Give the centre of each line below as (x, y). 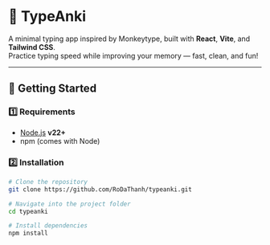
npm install (28, 233)
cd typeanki (28, 211)
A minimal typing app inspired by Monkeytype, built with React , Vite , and (129, 39)
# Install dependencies (48, 226)
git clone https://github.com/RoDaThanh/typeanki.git (100, 189)
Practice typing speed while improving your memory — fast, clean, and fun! (133, 55)
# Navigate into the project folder (70, 204)
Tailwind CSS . (32, 47)
